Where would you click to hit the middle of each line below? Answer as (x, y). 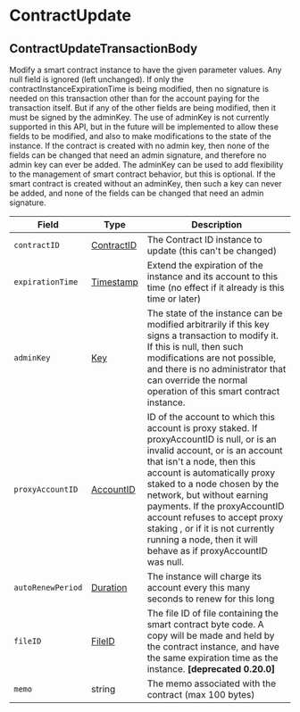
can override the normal (197, 380)
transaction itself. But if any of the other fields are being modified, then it (143, 108)
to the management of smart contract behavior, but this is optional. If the (142, 174)
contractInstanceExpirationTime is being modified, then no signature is (139, 89)
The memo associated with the (212, 683)
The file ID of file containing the (213, 613)
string (103, 689)
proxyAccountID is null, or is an (212, 439)
